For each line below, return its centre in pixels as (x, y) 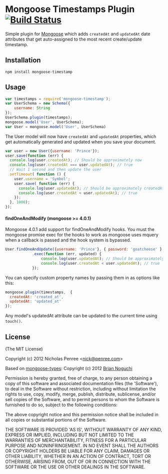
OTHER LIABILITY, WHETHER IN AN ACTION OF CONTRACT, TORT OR (78, 456)
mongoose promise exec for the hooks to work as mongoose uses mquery (82, 235)
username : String (32, 108)
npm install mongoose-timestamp (39, 72)
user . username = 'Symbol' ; (42, 179)
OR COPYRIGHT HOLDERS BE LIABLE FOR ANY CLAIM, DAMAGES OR (77, 451)
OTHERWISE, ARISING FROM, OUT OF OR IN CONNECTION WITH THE (78, 461)
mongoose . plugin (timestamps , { (39, 292)
